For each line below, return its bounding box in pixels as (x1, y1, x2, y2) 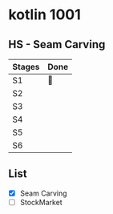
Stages (12, 62, 40, 72)
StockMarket (19, 197, 63, 207)
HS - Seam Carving (8, 38, 106, 51)
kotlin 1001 (8, 6, 82, 24)
